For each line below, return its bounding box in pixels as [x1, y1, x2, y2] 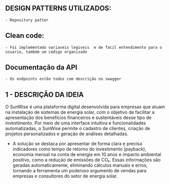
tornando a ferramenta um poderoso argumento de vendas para [12, 168, 147, 174]
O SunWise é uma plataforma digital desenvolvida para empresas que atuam [5, 104, 165, 110]
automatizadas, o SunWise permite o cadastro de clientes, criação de [5, 126, 151, 132]
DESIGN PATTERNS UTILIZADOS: [5, 4, 112, 13]
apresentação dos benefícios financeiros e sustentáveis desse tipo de [5, 114, 152, 121]
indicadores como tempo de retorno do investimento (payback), [12, 146, 147, 152]
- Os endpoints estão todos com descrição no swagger [5, 76, 122, 82]
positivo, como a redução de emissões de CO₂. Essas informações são [12, 157, 161, 163]
